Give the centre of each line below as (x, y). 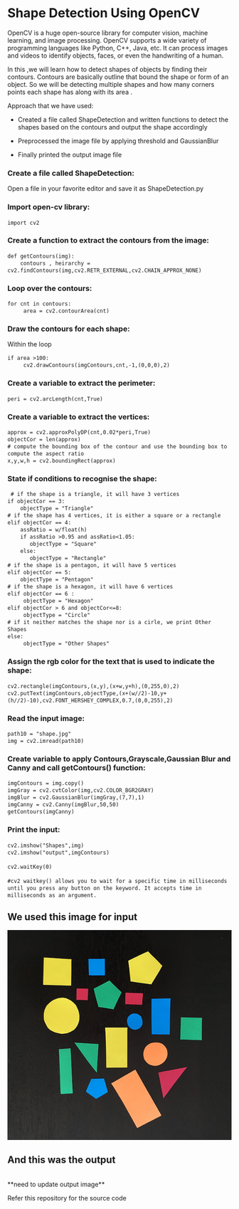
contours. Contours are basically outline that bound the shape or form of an (118, 77)
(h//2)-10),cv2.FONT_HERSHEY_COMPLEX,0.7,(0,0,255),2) (90, 700)
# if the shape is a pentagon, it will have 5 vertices (92, 566)
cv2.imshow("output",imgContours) (59, 852)
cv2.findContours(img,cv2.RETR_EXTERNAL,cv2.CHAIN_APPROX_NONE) (105, 270)
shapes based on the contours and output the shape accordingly (112, 127)
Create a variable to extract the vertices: (79, 416)
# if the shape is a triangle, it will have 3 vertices (95, 495)
